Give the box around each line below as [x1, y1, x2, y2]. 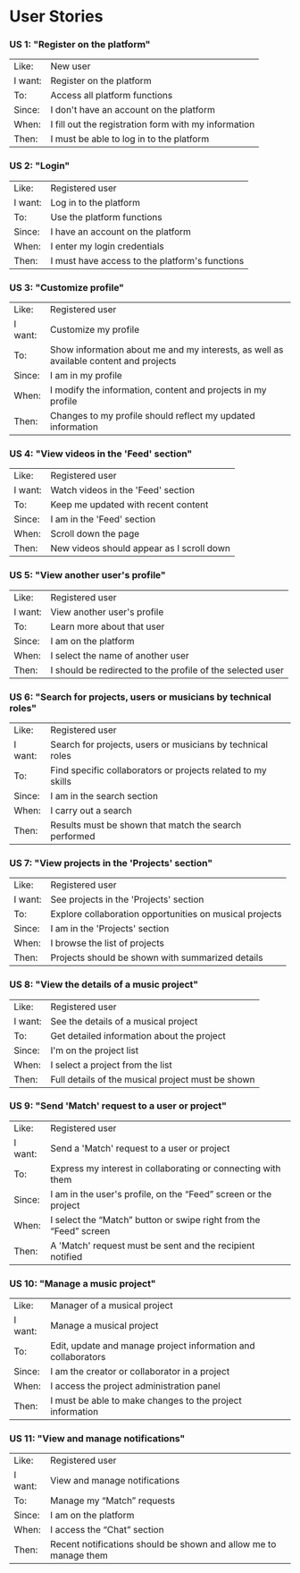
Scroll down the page [50, 528, 140, 540]
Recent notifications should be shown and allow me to [50, 1538, 277, 1551]
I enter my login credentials [50, 240, 164, 252]
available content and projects [50, 355, 177, 368]
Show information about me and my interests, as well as [50, 344, 284, 356]
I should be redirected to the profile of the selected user [50, 664, 284, 676]
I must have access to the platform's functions [50, 254, 245, 267]
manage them [50, 1550, 109, 1562]
